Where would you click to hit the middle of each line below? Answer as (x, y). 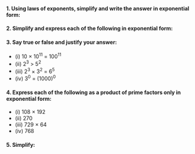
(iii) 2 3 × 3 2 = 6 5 (35, 71)
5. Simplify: (21, 144)
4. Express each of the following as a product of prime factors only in (94, 92)
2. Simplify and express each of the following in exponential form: (90, 28)
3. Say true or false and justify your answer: (62, 42)
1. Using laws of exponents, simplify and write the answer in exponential (98, 8)
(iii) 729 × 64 (31, 125)
